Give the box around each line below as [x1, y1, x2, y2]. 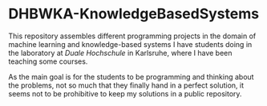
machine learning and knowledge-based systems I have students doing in [8, 39, 253, 49]
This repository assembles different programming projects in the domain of [8, 31, 257, 41]
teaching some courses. [8, 57, 88, 66]
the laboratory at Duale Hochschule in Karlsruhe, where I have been [8, 48, 233, 57]
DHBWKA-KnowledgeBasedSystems [8, 5, 259, 23]
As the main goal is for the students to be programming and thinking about [8, 72, 254, 81]
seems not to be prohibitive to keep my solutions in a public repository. [8, 88, 242, 98]
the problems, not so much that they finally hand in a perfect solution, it [8, 80, 245, 90]
